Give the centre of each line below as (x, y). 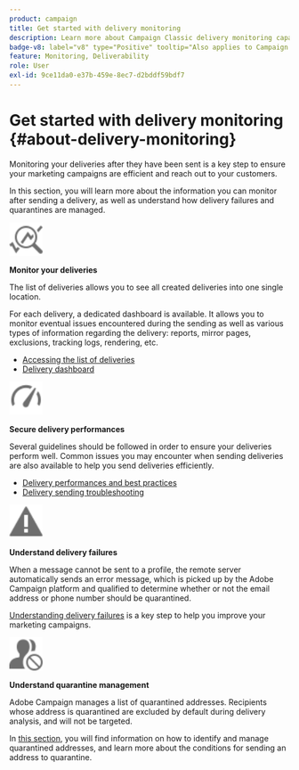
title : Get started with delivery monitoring (95, 28)
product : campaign (43, 19)
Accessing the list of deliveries (78, 359)
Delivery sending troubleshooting (83, 492)
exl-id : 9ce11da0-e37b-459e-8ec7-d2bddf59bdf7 (97, 76)
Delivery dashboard (58, 369)
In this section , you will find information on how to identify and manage (139, 738)
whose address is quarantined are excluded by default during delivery (137, 711)
